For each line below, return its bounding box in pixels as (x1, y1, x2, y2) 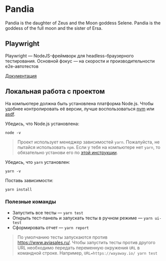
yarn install (5, 187, 32, 192)
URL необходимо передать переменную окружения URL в (17, 245, 140, 251)
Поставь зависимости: (5, 177, 54, 183)
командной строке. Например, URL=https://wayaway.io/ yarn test (17, 250, 158, 256)
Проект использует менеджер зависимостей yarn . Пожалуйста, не (17, 139, 160, 145)
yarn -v (5, 169, 21, 174)
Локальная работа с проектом (5, 87, 105, 96)
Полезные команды (5, 198, 56, 205)
